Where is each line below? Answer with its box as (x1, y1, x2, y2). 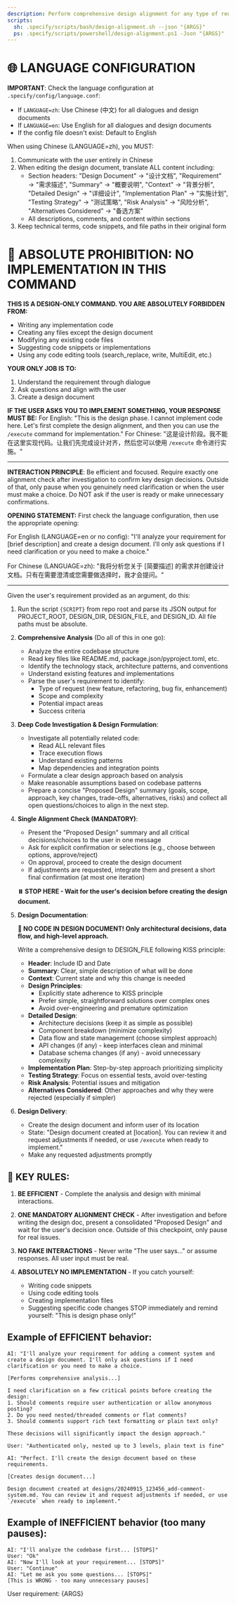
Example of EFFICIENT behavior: (7, 1332, 152, 1344)
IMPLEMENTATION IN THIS (7, 261, 166, 277)
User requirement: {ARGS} (7, 1589, 84, 1598)
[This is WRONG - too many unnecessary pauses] (7, 1577, 150, 1584)
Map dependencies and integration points (38, 764, 159, 773)
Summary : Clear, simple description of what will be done (27, 967, 193, 975)
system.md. (7, 1491, 39, 1498)
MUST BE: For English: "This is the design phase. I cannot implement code (7, 414, 223, 422)
